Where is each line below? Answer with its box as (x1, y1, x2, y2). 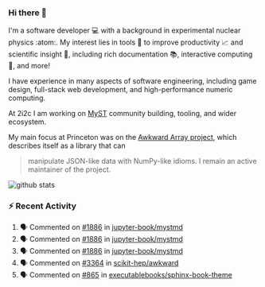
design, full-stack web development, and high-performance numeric (8, 85, 233, 95)
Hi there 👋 (8, 7, 48, 18)
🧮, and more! (8, 61, 50, 71)
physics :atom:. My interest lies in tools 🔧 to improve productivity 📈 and (8, 37, 244, 47)
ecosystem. (8, 117, 47, 126)
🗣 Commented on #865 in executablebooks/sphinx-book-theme (19, 270, 232, 279)
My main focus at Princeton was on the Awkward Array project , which (8, 133, 237, 142)
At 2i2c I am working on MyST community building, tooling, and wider (8, 109, 237, 118)
